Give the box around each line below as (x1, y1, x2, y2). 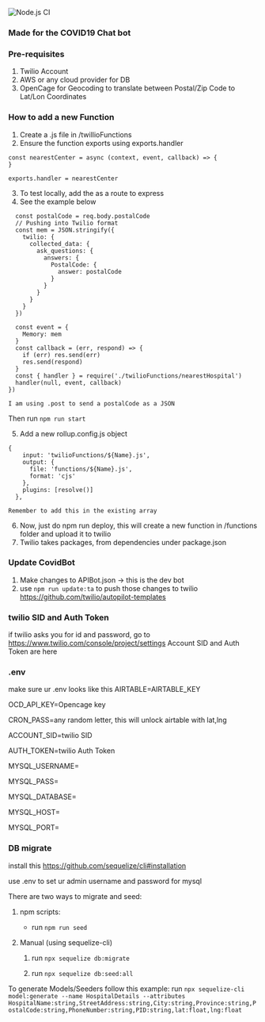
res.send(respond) (22, 358, 83, 366)
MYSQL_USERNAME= (8, 762, 79, 771)
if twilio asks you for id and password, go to (8, 630, 150, 640)
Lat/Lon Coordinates (19, 92, 87, 102)
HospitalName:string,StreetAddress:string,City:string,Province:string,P (8, 999, 257, 1007)
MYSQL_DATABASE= (8, 792, 77, 801)
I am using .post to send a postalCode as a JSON (8, 399, 176, 408)
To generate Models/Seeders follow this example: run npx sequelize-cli (8, 984, 245, 993)
